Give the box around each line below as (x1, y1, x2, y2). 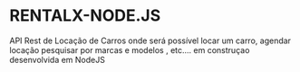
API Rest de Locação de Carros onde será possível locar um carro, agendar (9, 35, 292, 46)
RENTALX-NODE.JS (9, 5, 161, 26)
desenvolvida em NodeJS (9, 54, 106, 65)
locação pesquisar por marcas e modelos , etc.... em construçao (9, 44, 250, 55)
